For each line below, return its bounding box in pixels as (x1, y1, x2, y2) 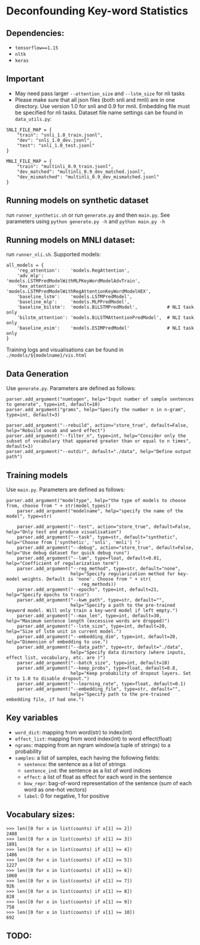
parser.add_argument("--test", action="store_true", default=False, (17, 524, 192, 530)
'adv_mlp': (17, 273, 44, 279)
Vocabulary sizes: (6, 810, 75, 820)
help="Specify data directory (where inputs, (70, 649, 186, 656)
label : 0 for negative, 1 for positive (23, 792, 110, 800)
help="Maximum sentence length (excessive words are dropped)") (6, 618, 170, 624)
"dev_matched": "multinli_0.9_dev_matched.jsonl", (17, 169, 146, 175)
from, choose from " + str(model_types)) (6, 503, 111, 509)
